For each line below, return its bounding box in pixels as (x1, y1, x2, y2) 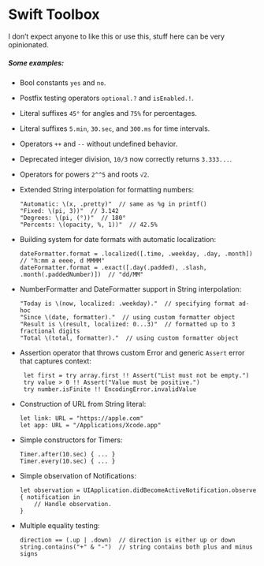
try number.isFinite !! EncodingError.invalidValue (23, 385, 197, 393)
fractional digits (19, 327, 80, 335)
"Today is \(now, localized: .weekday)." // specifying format (19, 300, 236, 307)
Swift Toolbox (8, 6, 100, 24)
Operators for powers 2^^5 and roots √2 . (19, 169, 150, 179)
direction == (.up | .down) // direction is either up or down (19, 536, 236, 544)
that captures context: (19, 356, 92, 366)
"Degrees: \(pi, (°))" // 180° (19, 214, 126, 222)
